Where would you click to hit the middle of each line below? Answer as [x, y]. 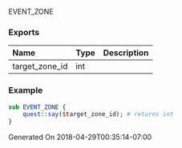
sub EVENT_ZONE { [37, 107]
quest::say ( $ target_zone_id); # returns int [98, 114]
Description [126, 53]
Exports [24, 32]
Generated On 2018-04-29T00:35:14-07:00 [80, 137]
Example [26, 90]
